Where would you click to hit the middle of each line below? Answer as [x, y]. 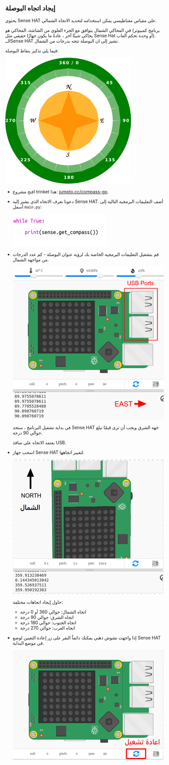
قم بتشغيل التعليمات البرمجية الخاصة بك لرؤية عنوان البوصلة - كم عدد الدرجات [86, 254]
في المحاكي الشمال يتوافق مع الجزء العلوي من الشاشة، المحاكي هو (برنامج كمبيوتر [82, 30]
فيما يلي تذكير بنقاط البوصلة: [32, 50]
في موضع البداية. [28, 643]
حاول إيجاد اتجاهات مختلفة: [37, 602]
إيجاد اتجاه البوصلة [30, 8]
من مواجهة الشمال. [31, 259]
